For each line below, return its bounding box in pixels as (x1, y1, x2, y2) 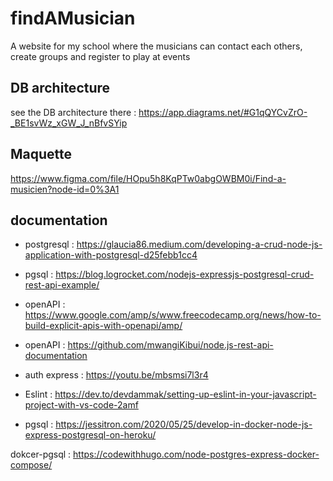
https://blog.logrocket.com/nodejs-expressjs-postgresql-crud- (55, 268, 315, 281)
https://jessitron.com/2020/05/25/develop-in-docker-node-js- (55, 418, 313, 431)
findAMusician (10, 7, 136, 30)
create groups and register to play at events (10, 50, 191, 62)
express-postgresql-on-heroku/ (24, 429, 157, 441)
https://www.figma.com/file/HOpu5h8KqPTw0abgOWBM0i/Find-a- (10, 172, 287, 184)
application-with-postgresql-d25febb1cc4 (24, 249, 198, 261)
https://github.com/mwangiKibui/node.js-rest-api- (67, 339, 274, 351)
